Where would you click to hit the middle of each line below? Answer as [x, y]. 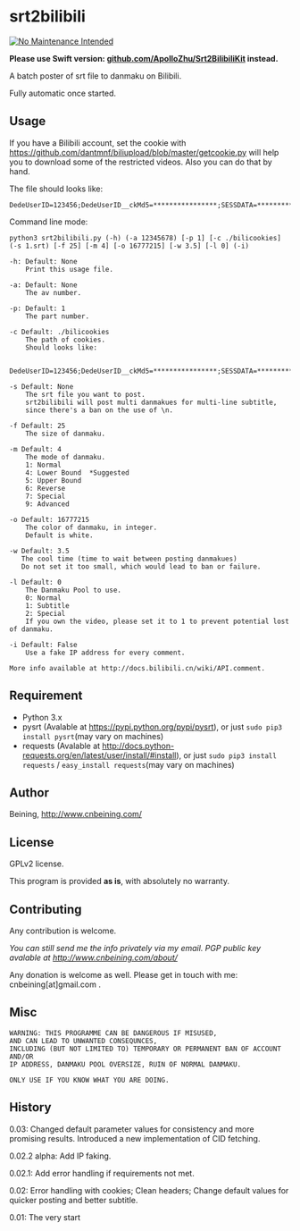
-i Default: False [43, 645]
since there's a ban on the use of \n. [100, 410]
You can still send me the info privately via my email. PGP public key [135, 948]
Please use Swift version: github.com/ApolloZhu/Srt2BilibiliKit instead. [144, 58]
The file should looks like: [56, 189]
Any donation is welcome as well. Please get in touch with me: [124, 975]
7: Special [46, 496]
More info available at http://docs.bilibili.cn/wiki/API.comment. [137, 668]
